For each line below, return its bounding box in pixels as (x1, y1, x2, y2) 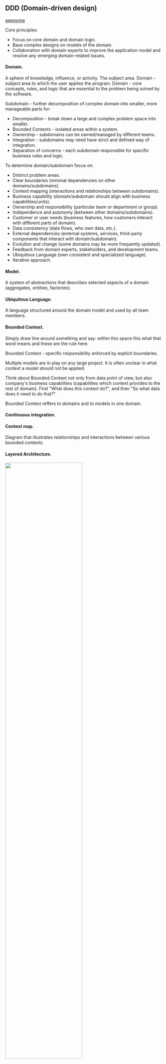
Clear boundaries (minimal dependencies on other (12, 177, 116, 184)
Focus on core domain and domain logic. (12, 36, 96, 42)
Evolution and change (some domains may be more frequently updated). (12, 241, 162, 247)
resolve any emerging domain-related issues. (12, 52, 106, 58)
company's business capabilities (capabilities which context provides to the (5, 380, 161, 386)
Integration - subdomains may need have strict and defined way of (12, 137, 150, 143)
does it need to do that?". (5, 390, 57, 396)
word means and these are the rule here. (5, 341, 89, 347)
